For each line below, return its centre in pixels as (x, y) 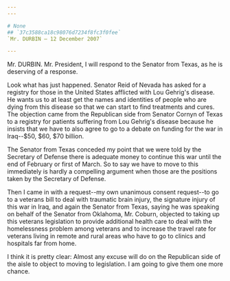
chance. (19, 271)
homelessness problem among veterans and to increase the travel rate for (112, 229)
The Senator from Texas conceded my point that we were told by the (104, 149)
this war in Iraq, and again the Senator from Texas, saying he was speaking (113, 207)
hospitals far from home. (42, 243)
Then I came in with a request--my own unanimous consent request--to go (113, 192)
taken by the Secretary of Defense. (57, 179)
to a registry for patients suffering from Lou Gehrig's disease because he (111, 122)
